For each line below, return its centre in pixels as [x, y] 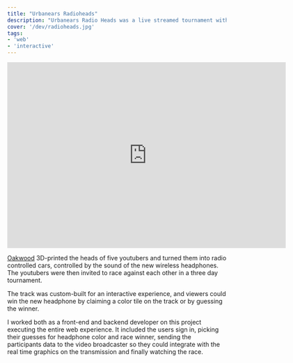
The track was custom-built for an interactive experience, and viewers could [117, 294]
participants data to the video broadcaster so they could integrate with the [114, 344]
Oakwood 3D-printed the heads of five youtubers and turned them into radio [117, 258]
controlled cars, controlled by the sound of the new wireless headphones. [113, 265]
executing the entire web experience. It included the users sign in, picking [113, 329]
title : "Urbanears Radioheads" [53, 14]
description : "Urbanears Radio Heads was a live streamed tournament [110, 20]
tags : [15, 33]
